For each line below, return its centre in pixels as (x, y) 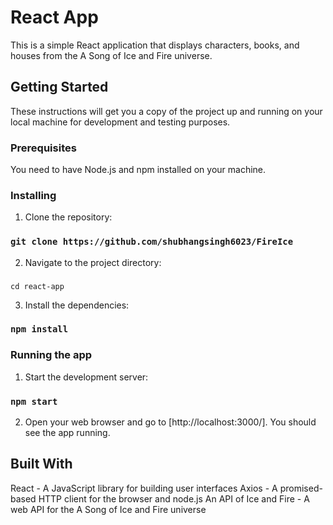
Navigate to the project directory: (93, 262)
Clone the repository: (68, 217)
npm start (34, 401)
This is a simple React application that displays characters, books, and (155, 45)
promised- (301, 488)
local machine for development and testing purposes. (120, 122)
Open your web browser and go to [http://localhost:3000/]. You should (170, 422)
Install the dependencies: (77, 305)
